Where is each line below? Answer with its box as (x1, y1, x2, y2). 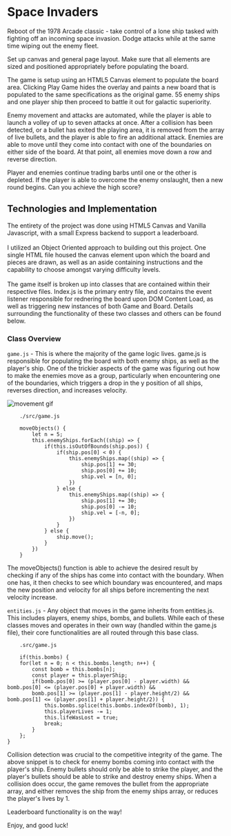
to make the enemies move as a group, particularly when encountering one (7, 372, 221, 380)
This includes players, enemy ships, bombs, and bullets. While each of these (7, 614, 225, 622)
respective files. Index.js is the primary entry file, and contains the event (7, 287, 212, 295)
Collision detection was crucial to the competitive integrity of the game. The (7, 750, 223, 759)
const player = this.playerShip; (32, 672, 128, 679)
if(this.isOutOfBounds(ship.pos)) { (43, 443, 150, 450)
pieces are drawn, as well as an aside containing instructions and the (7, 258, 203, 266)
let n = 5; (32, 431, 63, 438)
